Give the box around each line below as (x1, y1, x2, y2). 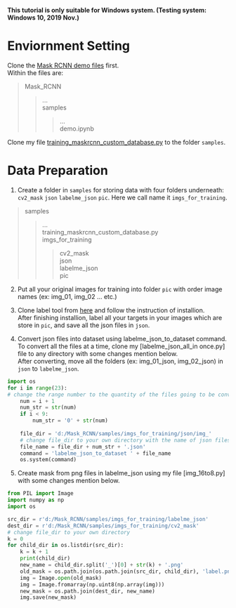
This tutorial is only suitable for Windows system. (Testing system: (7, 6, 207, 14)
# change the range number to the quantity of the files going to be (7, 391, 216, 398)
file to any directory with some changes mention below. (17, 349, 178, 357)
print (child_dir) (20, 555, 71, 562)
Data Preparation (7, 163, 109, 178)
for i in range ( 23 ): (7, 384, 68, 392)
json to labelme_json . (17, 364, 79, 373)
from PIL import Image (7, 490, 74, 497)
